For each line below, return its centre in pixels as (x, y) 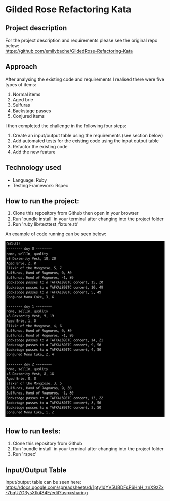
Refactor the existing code (40, 146)
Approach (21, 67)
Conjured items (28, 116)
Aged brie (23, 99)
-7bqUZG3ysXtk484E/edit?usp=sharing (47, 493)
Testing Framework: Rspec (40, 185)
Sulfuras (21, 105)
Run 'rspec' (25, 454)
